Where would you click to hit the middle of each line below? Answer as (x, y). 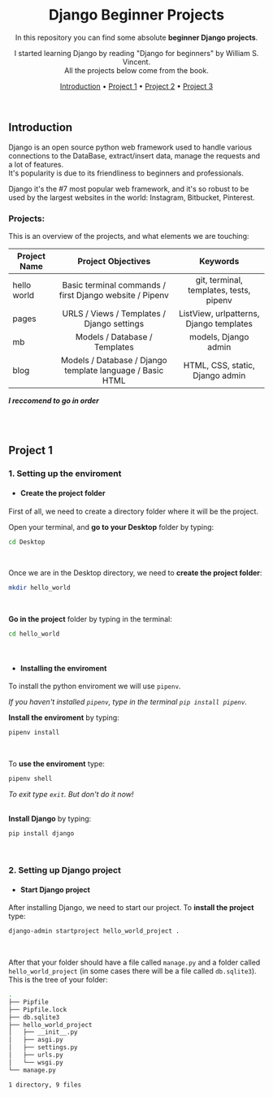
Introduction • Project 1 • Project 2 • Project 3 (136, 86)
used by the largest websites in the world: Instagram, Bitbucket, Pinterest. (132, 197)
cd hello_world (34, 634)
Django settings (114, 324)
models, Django (219, 337)
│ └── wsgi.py (36, 1062)
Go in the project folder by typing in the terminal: (90, 619)
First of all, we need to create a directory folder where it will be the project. (133, 511)
